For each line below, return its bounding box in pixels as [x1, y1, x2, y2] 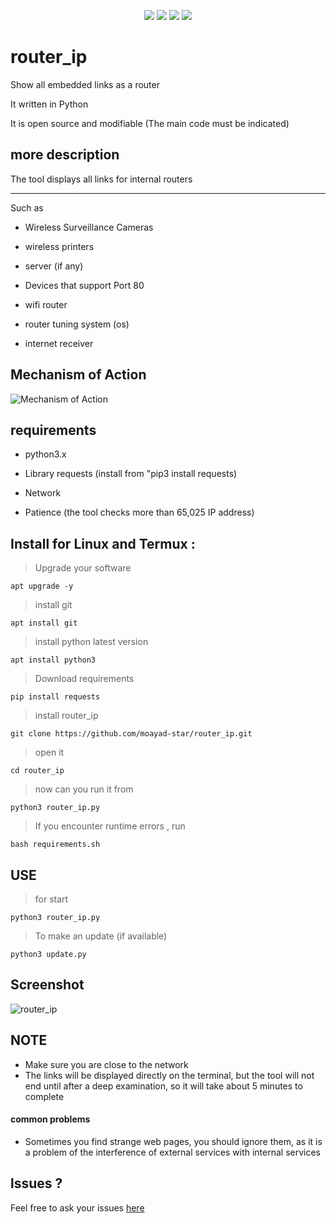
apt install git [10, 618, 78, 629]
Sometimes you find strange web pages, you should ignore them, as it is [24, 1135, 323, 1147]
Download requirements [34, 673, 135, 685]
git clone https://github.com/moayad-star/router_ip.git [10, 729, 253, 739]
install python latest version [34, 636, 149, 648]
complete [24, 1090, 65, 1102]
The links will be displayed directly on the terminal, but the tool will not [24, 1069, 315, 1081]
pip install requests [10, 692, 101, 702]
